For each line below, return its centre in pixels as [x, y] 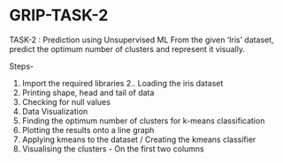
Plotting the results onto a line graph [88, 130]
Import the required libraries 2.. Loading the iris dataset [122, 83]
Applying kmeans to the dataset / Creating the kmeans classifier [139, 139]
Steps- [21, 66]
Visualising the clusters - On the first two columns [113, 148]
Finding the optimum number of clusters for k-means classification [143, 121]
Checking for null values [66, 101]
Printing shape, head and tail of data [88, 93]
